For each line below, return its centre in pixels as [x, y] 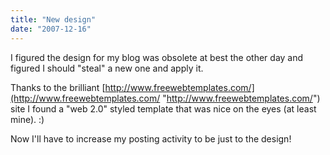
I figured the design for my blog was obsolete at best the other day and [157, 57]
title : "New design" [53, 19]
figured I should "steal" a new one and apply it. [107, 68]
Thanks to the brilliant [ [58, 87]
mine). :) [27, 119]
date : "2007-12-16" [51, 29]
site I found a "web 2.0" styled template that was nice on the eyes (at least [163, 108]
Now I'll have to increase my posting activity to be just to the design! [151, 138]
